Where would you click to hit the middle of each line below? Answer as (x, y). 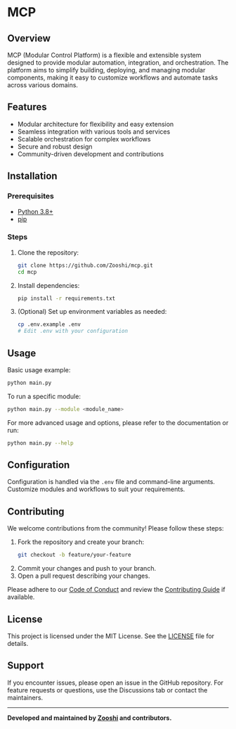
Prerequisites (31, 196)
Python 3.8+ (35, 211)
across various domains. (43, 85)
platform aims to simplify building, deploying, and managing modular (106, 70)
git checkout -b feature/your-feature (74, 555)
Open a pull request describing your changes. (84, 576)
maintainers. (25, 697)
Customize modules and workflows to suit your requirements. (96, 489)
